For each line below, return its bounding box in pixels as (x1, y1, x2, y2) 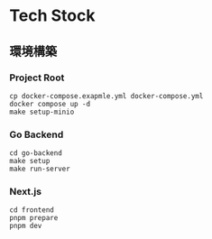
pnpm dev (9, 222, 42, 231)
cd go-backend (9, 149, 63, 158)
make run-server (9, 164, 70, 174)
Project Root (9, 71, 65, 84)
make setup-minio (9, 107, 75, 116)
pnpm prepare (9, 214, 59, 223)
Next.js (9, 186, 42, 198)
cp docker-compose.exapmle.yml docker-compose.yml (9, 91, 204, 100)
